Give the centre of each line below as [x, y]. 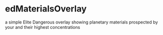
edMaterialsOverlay [46, 9]
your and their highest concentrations [43, 27]
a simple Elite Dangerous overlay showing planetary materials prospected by [81, 22]
